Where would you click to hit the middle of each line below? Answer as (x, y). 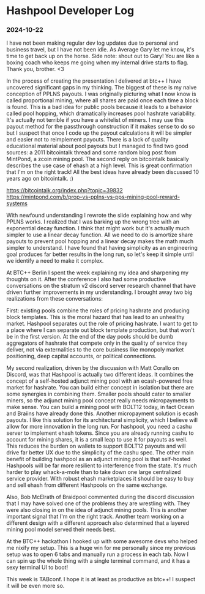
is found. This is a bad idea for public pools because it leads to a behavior (99, 107)
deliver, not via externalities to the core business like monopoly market (95, 350)
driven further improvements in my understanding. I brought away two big (99, 292)
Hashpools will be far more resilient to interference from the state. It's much (102, 465)
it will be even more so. (35, 586)
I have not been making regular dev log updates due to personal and (92, 43)
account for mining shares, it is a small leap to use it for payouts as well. (97, 440)
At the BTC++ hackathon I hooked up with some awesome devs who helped (102, 541)
